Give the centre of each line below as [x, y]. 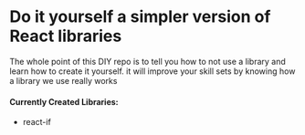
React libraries [66, 36]
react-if [37, 122]
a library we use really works [63, 80]
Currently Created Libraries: [64, 101]
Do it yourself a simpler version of [140, 17]
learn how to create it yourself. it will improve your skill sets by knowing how [152, 71]
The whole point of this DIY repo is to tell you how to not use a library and [147, 61]
